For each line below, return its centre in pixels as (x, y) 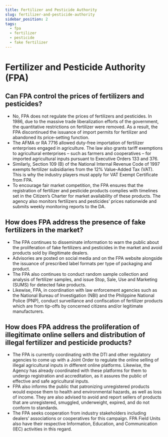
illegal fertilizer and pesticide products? (68, 343)
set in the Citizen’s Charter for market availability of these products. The (86, 196)
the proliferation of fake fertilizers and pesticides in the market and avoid (87, 247)
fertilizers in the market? (44, 230)
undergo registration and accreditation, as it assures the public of (80, 376)
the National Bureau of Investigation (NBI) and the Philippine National (83, 295)
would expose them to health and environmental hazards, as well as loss (87, 392)
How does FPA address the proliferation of (72, 327)
